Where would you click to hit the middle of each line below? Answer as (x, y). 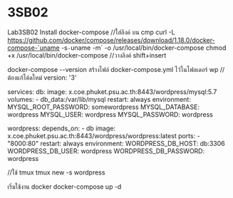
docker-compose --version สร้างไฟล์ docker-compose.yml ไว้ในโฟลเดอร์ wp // (116, 69)
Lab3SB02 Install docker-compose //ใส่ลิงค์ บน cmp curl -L (92, 32)
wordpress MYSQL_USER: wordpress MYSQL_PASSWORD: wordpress (110, 114)
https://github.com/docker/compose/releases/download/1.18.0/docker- (111, 40)
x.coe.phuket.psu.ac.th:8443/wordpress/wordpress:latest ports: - (104, 135)
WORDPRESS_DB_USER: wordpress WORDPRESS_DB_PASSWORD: (106, 151)
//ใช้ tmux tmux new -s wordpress (56, 172)
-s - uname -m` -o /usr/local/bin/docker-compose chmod (144, 48)
